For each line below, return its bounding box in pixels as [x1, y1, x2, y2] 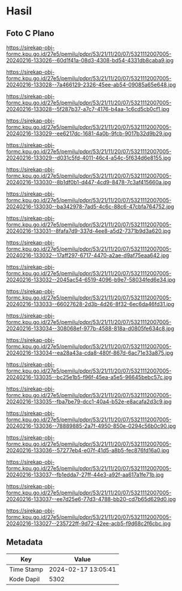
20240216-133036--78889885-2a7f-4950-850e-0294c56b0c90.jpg [6, 422, 177, 430]
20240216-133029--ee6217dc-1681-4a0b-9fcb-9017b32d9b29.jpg [6, 130, 172, 137]
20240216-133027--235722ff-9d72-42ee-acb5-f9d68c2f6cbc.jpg [6, 520, 171, 527]
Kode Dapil [9, 575, 40, 583]
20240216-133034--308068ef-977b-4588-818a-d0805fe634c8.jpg [6, 325, 175, 332]
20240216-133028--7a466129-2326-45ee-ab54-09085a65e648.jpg [6, 81, 177, 88]
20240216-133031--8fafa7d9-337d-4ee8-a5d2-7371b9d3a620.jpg [6, 227, 171, 235]
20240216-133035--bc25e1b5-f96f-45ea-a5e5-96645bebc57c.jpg [6, 374, 172, 380]
